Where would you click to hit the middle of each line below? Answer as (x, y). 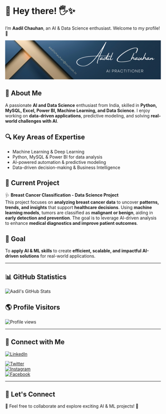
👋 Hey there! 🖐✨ (40, 11)
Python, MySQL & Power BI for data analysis (57, 157)
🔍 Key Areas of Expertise (45, 137)
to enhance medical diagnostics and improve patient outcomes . (72, 223)
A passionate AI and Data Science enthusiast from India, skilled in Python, (81, 105)
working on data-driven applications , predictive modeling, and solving (77, 115)
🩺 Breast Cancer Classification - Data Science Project (62, 195)
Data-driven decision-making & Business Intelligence (66, 167)
